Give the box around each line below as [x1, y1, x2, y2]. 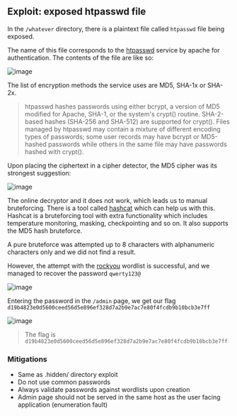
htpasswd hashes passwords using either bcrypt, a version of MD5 [24, 102, 221, 111]
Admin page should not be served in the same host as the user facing [17, 393, 221, 402]
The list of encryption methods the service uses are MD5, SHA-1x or [7, 81, 207, 89]
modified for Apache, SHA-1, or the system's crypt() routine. [24, 109, 200, 118]
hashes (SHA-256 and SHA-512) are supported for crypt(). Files [45, 117, 230, 126]
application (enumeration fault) [17, 400, 108, 409]
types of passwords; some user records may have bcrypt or [24, 132, 200, 141]
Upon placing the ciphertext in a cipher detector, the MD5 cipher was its [7, 161, 218, 170]
